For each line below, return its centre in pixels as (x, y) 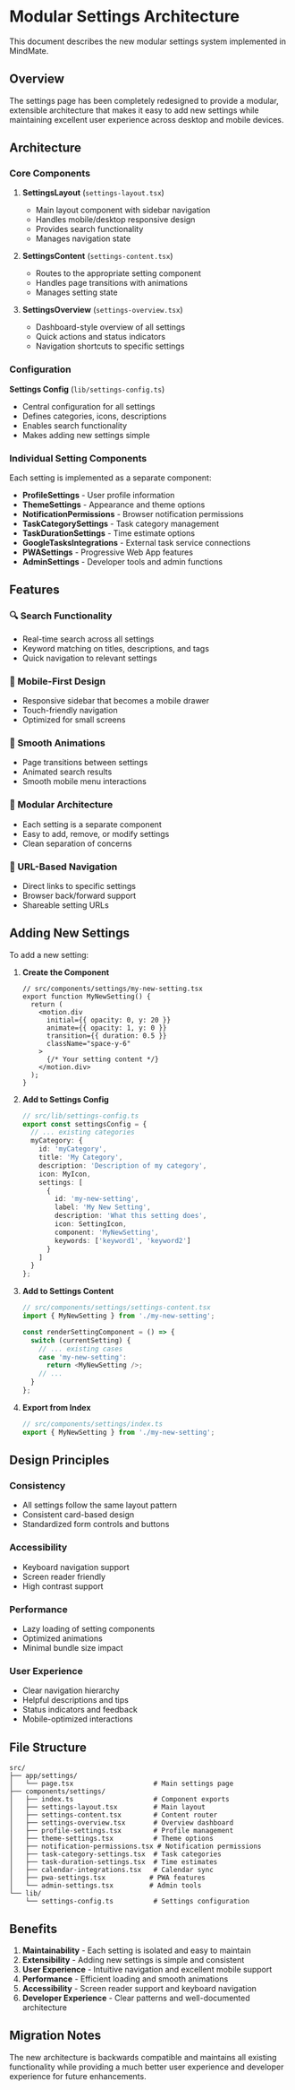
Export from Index (56, 1407)
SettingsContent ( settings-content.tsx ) (97, 256)
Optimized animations (62, 1638)
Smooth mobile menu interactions (84, 782)
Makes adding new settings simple (86, 435)
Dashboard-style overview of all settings (110, 327)
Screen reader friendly (63, 1576)
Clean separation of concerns (77, 843)
